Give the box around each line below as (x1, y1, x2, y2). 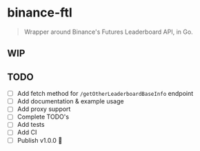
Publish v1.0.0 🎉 (17, 136, 63, 144)
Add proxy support (17, 105, 71, 113)
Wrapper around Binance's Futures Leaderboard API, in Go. (23, 28, 193, 36)
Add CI (17, 128, 37, 137)
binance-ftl (7, 5, 72, 21)
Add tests (17, 121, 45, 129)
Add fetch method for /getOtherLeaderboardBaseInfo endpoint (17, 90, 194, 98)
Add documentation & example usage (17, 97, 124, 105)
